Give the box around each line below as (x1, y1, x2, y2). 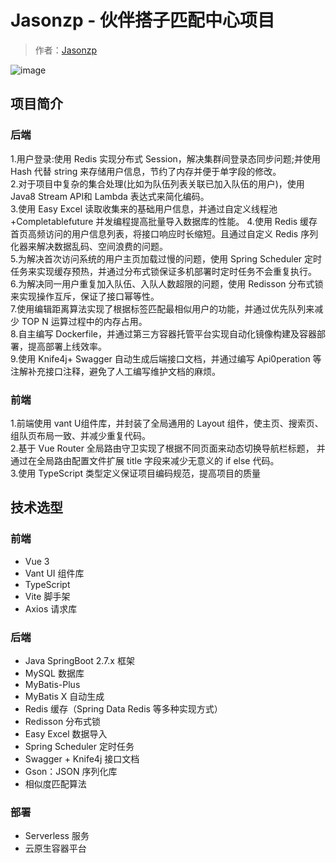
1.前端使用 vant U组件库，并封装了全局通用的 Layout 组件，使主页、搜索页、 (10, 417, 324, 429)
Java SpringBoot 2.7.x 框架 (24, 654, 135, 666)
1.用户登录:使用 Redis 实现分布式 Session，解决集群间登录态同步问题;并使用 (10, 152, 322, 165)
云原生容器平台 (24, 842, 87, 855)
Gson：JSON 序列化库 (24, 765, 118, 777)
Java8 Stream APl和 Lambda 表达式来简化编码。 (10, 190, 210, 202)
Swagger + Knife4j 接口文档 (24, 752, 140, 765)
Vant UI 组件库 (24, 567, 85, 579)
